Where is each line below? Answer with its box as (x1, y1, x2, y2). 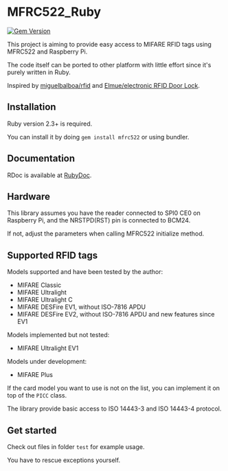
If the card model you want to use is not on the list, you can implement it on (7, 384, 220, 392)
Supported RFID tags (7, 249, 98, 261)
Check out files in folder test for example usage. (7, 443, 145, 450)
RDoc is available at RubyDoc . (7, 171, 92, 179)
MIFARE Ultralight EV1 (16, 344, 79, 352)
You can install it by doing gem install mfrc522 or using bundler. (7, 133, 190, 141)
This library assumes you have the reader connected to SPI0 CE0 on (7, 209, 201, 217)
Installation (7, 101, 56, 113)
